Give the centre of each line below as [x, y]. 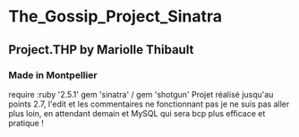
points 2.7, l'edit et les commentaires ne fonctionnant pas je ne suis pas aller [149, 104]
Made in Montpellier [53, 75]
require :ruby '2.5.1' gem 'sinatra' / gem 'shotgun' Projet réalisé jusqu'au [141, 94]
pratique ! [26, 123]
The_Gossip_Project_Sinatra [115, 17]
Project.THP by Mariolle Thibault [101, 50]
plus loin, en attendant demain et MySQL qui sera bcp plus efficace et [137, 113]
